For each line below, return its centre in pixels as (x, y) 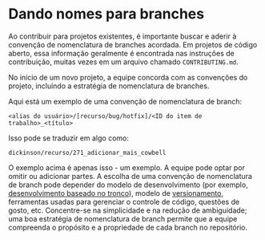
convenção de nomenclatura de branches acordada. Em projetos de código (133, 44)
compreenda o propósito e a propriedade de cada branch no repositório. (128, 227)
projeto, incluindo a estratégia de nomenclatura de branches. (109, 86)
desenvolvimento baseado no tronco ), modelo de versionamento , (116, 193)
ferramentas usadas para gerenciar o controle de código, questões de (124, 201)
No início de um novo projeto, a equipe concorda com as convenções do (128, 77)
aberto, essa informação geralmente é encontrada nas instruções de (121, 53)
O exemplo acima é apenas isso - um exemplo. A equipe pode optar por (127, 167)
